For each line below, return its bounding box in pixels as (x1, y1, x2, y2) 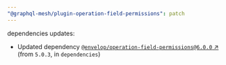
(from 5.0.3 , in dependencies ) (17, 50, 101, 58)
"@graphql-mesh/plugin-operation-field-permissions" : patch (7, 10, 186, 17)
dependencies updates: (7, 29, 75, 37)
